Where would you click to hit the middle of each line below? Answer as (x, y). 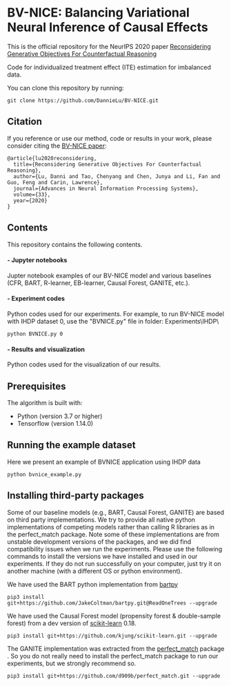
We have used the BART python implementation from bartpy (92, 584)
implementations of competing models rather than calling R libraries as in (111, 527)
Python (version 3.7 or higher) (60, 416)
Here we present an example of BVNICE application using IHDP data (104, 462)
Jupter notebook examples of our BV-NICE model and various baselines (109, 275)
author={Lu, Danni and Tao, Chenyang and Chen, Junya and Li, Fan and (117, 176)
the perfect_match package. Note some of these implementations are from (113, 534)
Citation (25, 122)
